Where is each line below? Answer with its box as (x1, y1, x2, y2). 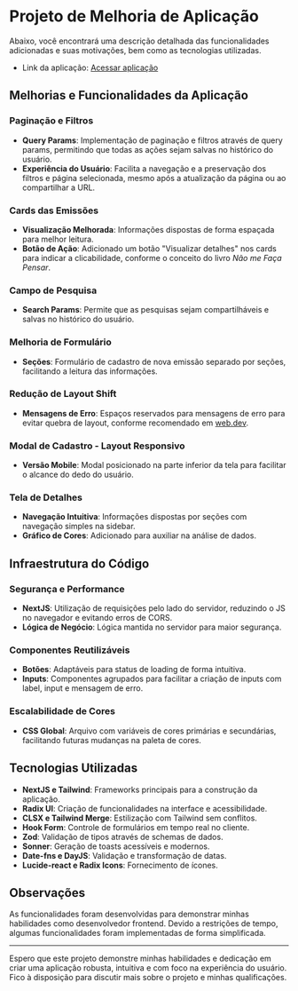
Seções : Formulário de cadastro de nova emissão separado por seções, (21, 356, 286, 367)
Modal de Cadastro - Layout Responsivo (9, 440, 185, 452)
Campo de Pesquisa (9, 284, 98, 297)
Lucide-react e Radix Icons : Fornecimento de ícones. (21, 860, 219, 870)
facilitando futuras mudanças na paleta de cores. (21, 734, 202, 745)
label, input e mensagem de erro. (21, 683, 144, 694)
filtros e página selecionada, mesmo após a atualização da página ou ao (21, 172, 286, 183)
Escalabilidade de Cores (9, 705, 115, 717)
